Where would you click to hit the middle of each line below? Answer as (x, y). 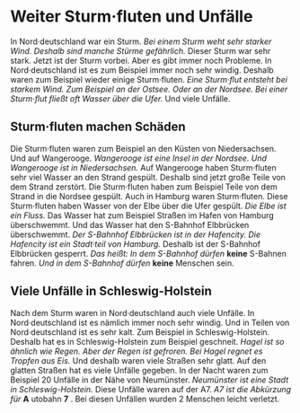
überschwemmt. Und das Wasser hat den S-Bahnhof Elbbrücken (130, 224)
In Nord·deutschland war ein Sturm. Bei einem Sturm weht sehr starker (141, 41)
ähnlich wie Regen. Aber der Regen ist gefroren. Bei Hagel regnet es (137, 351)
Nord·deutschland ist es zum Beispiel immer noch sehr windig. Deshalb (142, 70)
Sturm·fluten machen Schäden (98, 127)
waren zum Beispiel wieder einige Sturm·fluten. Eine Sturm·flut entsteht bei (149, 79)
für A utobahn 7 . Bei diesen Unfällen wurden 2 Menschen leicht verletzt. (145, 399)
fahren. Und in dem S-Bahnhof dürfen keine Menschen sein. (122, 263)
